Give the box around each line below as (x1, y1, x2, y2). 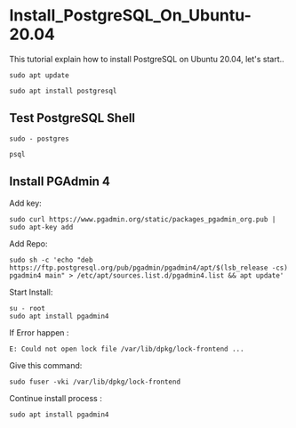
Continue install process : (9, 392, 102, 403)
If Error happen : (9, 327, 69, 338)
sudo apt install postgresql (9, 86, 117, 95)
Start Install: (9, 287, 53, 297)
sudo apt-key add (9, 222, 74, 231)
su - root (9, 303, 46, 312)
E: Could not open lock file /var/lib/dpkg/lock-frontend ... (9, 344, 244, 353)
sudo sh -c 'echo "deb (9, 255, 93, 264)
